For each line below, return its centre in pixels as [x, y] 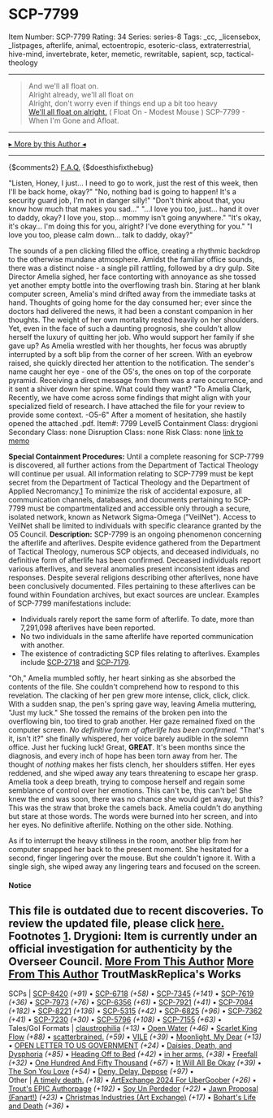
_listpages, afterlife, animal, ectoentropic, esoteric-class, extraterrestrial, [130, 45]
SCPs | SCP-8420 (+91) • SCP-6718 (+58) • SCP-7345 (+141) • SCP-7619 [131, 994]
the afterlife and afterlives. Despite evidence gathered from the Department [135, 542]
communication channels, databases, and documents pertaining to [120, 499]
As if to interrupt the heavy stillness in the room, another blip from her [125, 840]
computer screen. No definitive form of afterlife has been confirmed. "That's [136, 729]
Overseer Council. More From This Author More [131, 961]
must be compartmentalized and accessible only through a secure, [139, 508]
